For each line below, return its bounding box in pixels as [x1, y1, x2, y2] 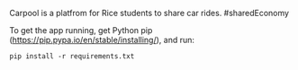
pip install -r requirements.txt [9, 52, 135, 61]
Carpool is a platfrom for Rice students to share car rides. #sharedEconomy [9, 8, 290, 18]
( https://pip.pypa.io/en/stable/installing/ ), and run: [9, 35, 195, 45]
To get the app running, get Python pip [9, 25, 153, 35]
